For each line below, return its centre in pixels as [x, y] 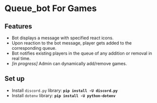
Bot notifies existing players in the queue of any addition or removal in [82, 53]
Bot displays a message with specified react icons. [63, 38]
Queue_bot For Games [51, 8]
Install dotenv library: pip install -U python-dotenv [63, 95]
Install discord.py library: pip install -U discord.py [65, 90]
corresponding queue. [34, 48]
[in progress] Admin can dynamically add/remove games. [69, 64]
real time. [21, 58]
